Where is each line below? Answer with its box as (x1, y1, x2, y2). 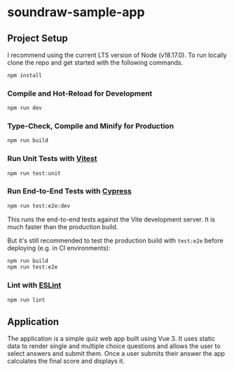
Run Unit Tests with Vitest (7, 154, 97, 164)
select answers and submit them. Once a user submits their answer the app (7, 349, 226, 358)
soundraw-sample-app (7, 4, 145, 20)
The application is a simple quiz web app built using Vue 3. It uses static (7, 335, 216, 343)
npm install (7, 72, 42, 79)
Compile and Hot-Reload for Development (7, 89, 153, 98)
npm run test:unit (7, 169, 61, 177)
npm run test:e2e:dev (7, 202, 71, 210)
